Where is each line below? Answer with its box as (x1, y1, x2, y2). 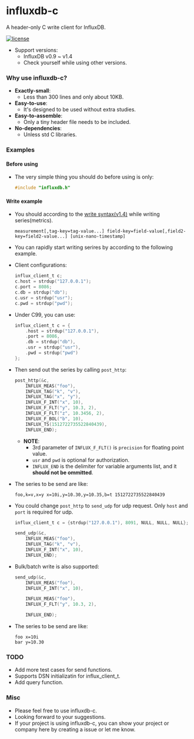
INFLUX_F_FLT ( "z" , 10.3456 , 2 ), (25, 410, 105, 416)
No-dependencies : (14, 125, 62, 132)
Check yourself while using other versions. (23, 59, 128, 66)
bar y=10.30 (14, 639, 44, 645)
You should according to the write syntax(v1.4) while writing (14, 211, 160, 218)
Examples (6, 146, 35, 154)
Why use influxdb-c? (6, 74, 68, 82)
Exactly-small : (14, 87, 51, 94)
